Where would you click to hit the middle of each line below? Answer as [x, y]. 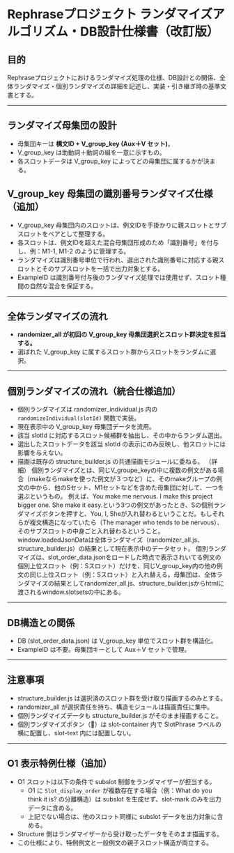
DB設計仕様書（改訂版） [149, 32]
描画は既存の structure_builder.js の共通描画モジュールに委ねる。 [110, 462]
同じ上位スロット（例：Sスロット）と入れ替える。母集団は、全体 [123, 574]
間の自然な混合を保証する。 [57, 285]
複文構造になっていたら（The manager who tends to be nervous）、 [126, 522]
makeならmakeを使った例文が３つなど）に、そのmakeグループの [123, 479]
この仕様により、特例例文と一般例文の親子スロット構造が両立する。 [115, 843]
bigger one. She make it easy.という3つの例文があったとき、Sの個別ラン [122, 505]
